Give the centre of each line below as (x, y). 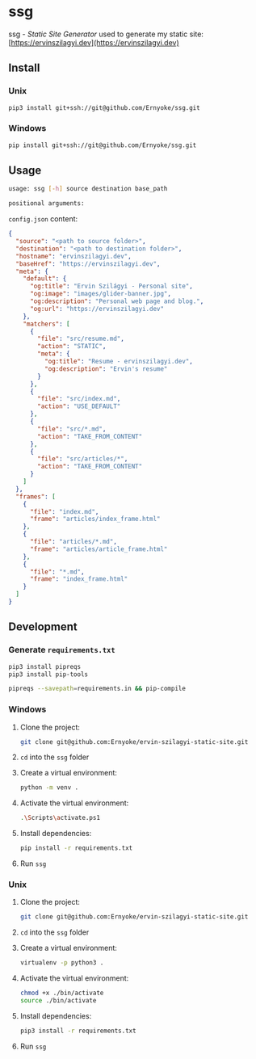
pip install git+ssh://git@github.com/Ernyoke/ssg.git (103, 145)
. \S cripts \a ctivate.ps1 (60, 818)
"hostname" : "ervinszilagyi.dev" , (73, 256)
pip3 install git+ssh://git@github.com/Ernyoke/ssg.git (104, 107)
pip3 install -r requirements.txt (78, 1031)
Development (43, 627)
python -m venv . (49, 788)
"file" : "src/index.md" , (79, 399)
